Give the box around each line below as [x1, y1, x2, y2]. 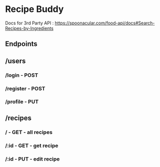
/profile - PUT [5, 98, 39, 105]
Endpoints [5, 40, 38, 48]
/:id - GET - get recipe [5, 142, 59, 149]
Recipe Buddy [5, 3, 64, 15]
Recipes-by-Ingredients [5, 25, 54, 31]
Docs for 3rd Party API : [5, 20, 54, 26]
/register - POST [5, 85, 46, 92]
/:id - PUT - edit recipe [5, 156, 60, 163]
